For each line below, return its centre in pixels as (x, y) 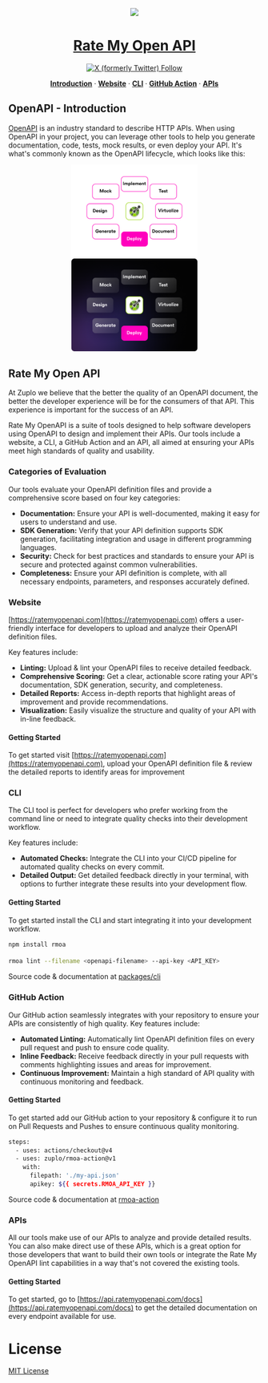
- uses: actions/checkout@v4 (64, 1150)
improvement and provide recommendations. (94, 702)
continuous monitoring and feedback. (82, 1082)
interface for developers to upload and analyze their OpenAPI (136, 628)
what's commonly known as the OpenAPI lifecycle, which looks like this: (127, 153)
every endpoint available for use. (62, 1316)
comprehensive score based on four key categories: (94, 498)
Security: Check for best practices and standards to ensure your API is (137, 556)
